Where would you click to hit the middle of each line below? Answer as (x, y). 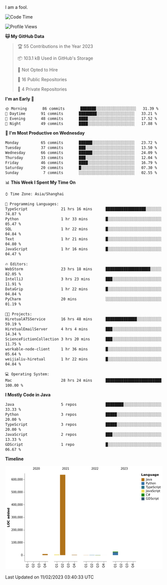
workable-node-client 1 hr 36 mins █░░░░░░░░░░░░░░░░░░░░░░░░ (83, 349)
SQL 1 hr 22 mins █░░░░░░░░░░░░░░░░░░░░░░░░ (83, 229)
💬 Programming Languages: (32, 204)
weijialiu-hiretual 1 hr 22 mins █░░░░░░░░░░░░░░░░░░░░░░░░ (83, 359)
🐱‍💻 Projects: (19, 314)
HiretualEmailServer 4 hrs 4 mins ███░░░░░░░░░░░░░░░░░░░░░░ (83, 329)
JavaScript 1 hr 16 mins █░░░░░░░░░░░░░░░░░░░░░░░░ (83, 249)
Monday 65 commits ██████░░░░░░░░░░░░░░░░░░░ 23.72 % (81, 143)
